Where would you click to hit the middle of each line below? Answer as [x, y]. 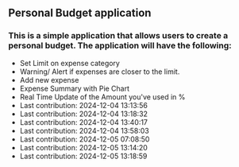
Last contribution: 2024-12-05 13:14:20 [84, 147]
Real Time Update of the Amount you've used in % [102, 97]
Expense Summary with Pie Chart [74, 88]
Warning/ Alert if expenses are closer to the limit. [100, 72]
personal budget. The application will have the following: [120, 45]
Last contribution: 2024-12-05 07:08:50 [85, 139]
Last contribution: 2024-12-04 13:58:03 [84, 130]
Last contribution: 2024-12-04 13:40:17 [84, 122]
